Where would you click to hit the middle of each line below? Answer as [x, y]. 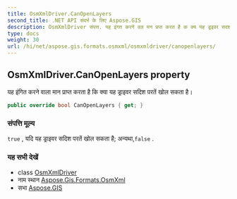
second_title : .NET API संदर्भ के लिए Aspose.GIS [74, 20]
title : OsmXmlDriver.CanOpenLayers [60, 14]
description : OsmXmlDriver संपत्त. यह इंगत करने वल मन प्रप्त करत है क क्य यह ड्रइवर [113, 27]
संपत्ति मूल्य [21, 123]
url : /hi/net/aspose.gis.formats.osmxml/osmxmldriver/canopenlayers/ [112, 46]
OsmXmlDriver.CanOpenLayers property [99, 75]
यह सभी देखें [23, 157]
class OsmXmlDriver [47, 172]
